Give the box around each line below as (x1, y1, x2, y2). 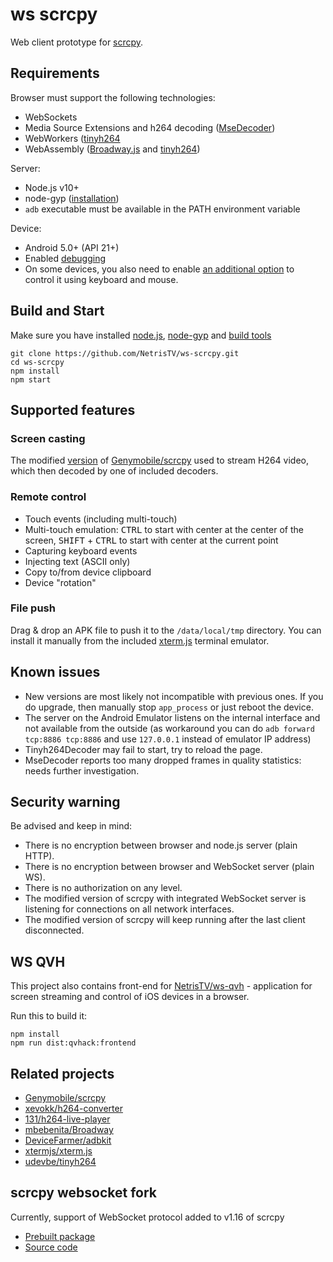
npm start (10, 374, 52, 385)
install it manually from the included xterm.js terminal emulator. (10, 634, 270, 647)
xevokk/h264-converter (24, 1103, 123, 1115)
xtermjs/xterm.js (24, 1145, 93, 1157)
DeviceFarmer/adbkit (24, 1134, 112, 1147)
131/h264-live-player (24, 1113, 111, 1125)
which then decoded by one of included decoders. (10, 465, 219, 477)
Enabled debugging (24, 252, 106, 264)
